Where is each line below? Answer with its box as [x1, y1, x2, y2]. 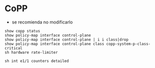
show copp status [4, 28, 40, 33]
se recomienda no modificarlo [11, 19, 73, 25]
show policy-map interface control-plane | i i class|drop [4, 37, 129, 42]
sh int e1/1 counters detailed [4, 58, 69, 64]
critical [4, 45, 23, 50]
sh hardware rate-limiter [4, 50, 58, 55]
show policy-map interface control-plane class [4, 41, 105, 46]
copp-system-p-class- [106, 41, 151, 46]
